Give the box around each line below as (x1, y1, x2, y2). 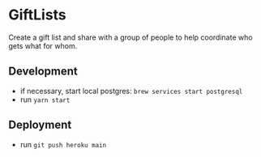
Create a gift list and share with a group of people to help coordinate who (8, 32, 253, 42)
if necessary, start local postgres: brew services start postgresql (19, 86, 243, 95)
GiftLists (8, 6, 66, 24)
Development (8, 65, 79, 78)
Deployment (8, 118, 72, 132)
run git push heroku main (19, 139, 107, 149)
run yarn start (19, 95, 71, 104)
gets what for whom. (8, 40, 78, 50)
